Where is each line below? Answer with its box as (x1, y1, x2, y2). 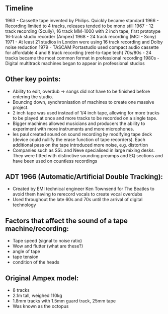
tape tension (12, 254, 39, 260)
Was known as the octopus (12, 303, 69, 309)
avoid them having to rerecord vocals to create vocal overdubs (12, 191, 142, 197)
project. (12, 104, 29, 110)
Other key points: (5, 75, 61, 84)
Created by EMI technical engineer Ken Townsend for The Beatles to (12, 186, 155, 192)
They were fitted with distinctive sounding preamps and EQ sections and (12, 152, 163, 158)
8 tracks (12, 287, 30, 293)
